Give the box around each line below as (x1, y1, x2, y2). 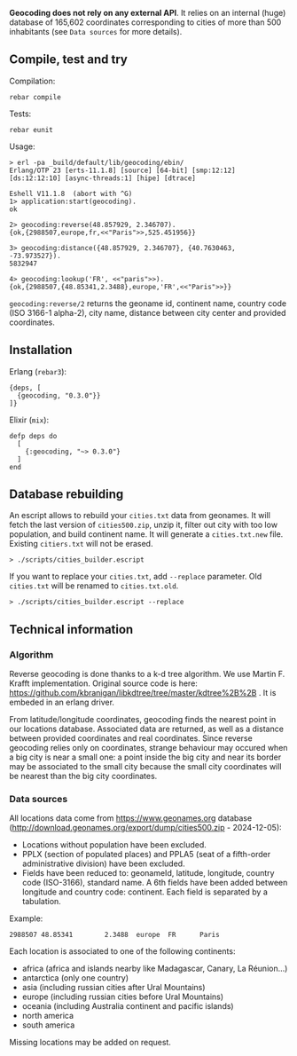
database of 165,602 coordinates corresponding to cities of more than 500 (9, 17, 282, 28)
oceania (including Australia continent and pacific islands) (21, 1001, 234, 1012)
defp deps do (9, 431, 58, 440)
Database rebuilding (9, 487, 124, 502)
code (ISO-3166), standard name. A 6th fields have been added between (21, 878, 288, 888)
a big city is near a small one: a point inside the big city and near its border (9, 752, 282, 762)
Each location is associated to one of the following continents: (9, 946, 236, 957)
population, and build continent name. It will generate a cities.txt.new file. (9, 529, 284, 540)
